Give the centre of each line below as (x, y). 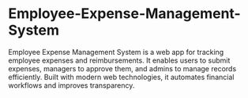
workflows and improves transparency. (71, 85)
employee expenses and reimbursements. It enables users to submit (119, 60)
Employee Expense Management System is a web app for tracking (116, 52)
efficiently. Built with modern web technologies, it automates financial (121, 77)
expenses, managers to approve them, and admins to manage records (122, 68)
